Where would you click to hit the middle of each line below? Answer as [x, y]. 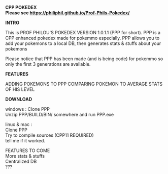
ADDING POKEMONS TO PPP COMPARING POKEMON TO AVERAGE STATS [84, 84]
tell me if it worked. [25, 141]
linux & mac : [19, 124]
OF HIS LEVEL [20, 89]
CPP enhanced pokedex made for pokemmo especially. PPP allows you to [82, 38]
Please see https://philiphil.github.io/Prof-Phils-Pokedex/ [68, 13]
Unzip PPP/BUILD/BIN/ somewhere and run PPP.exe [60, 115]
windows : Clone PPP [27, 109]
